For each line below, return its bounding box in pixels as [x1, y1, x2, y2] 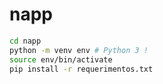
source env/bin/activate [9, 54, 113, 65]
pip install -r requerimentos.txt [9, 64, 154, 74]
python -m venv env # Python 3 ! [9, 45, 149, 55]
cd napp [9, 36, 42, 46]
